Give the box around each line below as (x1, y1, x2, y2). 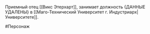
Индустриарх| (109, 9, 139, 15)
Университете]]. (5, 14, 39, 20)
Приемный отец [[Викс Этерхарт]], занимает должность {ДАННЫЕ (5, 4, 146, 10)
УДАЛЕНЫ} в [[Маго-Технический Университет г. (5, 9, 108, 15)
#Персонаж (5, 23, 30, 29)
